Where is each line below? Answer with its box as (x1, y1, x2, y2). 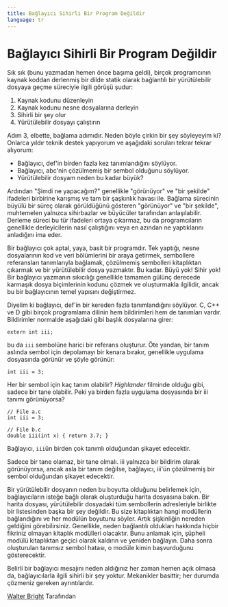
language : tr (7, 16, 45, 23)
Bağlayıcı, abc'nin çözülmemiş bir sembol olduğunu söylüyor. (16, 166, 190, 175)
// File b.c (7, 426, 41, 434)
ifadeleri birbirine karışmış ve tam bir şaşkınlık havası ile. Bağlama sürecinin (7, 195, 219, 203)
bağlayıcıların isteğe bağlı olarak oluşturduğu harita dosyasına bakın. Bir (7, 493, 210, 501)
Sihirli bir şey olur (16, 111, 66, 119)
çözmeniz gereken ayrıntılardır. (7, 579, 94, 587)
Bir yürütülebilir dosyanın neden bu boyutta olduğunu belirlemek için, (7, 486, 202, 494)
